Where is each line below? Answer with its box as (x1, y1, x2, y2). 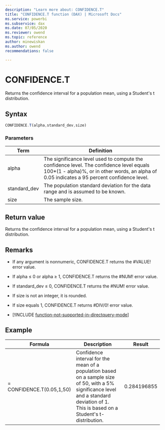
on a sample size (76, 373, 115, 380)
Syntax (5, 109, 27, 118)
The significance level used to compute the (43, 156, 143, 163)
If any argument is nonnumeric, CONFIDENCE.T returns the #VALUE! (12, 259, 151, 265)
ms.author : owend (5, 44, 41, 49)
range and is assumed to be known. (43, 188, 126, 195)
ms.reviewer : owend (5, 30, 45, 35)
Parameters (5, 135, 33, 142)
